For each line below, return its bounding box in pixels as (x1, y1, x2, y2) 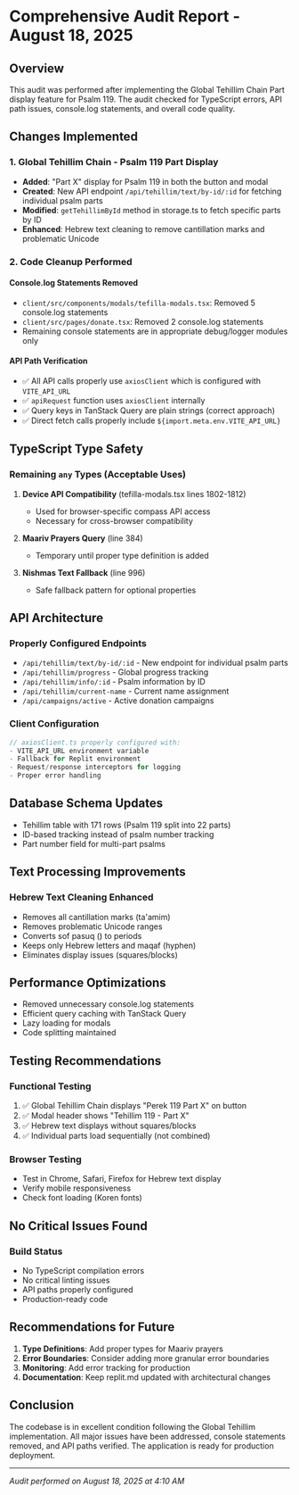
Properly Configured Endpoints (9, 637, 147, 650)
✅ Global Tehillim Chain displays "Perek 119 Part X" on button (21, 1100, 247, 1111)
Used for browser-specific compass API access (35, 506, 211, 517)
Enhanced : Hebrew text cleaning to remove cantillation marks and (21, 223, 265, 234)
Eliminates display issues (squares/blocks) (21, 949, 178, 960)
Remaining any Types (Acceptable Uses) (9, 469, 187, 481)
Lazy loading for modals (21, 1017, 111, 1028)
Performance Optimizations (9, 975, 166, 990)
